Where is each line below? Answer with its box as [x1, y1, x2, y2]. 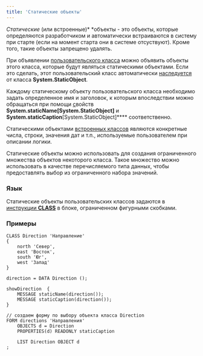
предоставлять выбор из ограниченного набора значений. [6, 169, 158, 176]
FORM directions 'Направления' [6, 318, 85, 324]
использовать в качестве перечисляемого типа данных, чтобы [6, 162, 169, 170]
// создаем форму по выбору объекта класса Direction [6, 312, 145, 318]
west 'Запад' [17, 260, 50, 266]
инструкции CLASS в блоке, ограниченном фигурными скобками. [6, 204, 177, 211]
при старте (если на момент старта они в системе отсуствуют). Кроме [6, 38, 190, 45]
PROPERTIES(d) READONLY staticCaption [17, 328, 115, 335]
